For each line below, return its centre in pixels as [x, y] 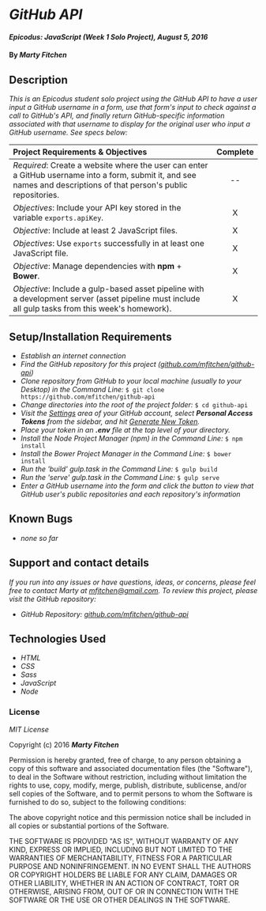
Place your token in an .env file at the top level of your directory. [126, 430]
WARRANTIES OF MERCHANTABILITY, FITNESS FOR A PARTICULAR [120, 858]
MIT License [29, 729]
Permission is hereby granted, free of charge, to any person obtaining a [125, 760]
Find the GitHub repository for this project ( [90, 364]
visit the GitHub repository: [53, 599]
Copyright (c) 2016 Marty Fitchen [64, 744]
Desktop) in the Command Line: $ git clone [92, 389]
